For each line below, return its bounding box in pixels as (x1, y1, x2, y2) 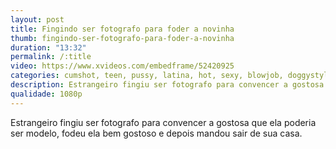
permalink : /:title (10, 52, 92, 62)
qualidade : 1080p (10, 89, 83, 99)
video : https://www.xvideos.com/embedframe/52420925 (10, 61, 235, 71)
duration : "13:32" (10, 42, 87, 53)
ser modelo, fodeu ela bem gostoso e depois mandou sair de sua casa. (10, 127, 303, 139)
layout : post (10, 14, 65, 25)
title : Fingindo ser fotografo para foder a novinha (10, 24, 235, 34)
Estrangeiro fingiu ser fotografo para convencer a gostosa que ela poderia (10, 116, 317, 128)
